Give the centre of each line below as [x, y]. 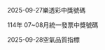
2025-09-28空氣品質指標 [44, 40]
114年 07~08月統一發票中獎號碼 [53, 25]
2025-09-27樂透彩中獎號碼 [47, 10]
